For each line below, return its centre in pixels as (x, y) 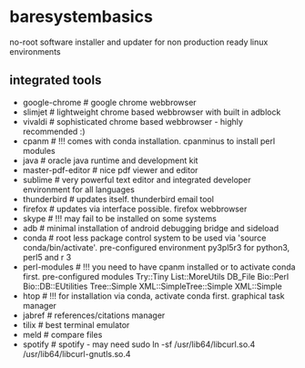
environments (35, 51)
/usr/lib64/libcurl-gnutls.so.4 (76, 353)
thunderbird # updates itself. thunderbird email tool (118, 199)
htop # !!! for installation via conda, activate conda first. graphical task (153, 296)
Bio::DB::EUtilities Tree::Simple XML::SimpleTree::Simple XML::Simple (152, 286)
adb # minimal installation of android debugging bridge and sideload (151, 228)
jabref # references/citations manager (94, 315)
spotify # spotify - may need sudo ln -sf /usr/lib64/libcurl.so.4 (139, 344)
